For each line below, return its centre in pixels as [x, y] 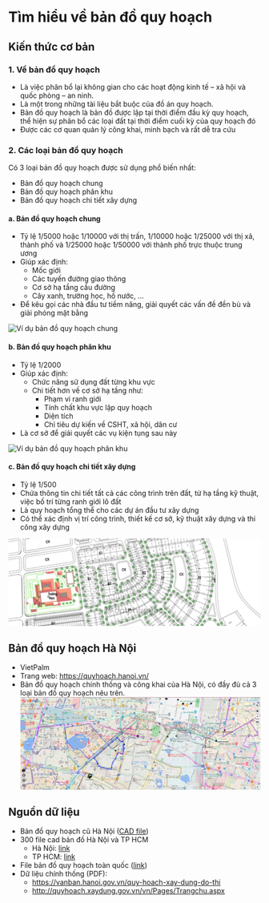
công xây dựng [45, 527]
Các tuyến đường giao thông [79, 279]
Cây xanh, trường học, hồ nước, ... [88, 296]
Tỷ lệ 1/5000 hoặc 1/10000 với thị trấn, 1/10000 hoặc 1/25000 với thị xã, [137, 236]
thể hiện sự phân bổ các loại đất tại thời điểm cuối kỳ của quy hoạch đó [138, 121]
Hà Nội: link [51, 849]
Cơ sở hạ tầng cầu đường [74, 288]
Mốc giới [46, 270]
